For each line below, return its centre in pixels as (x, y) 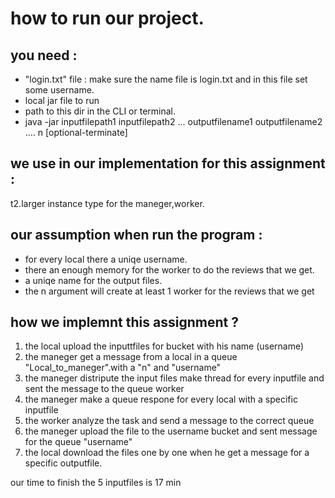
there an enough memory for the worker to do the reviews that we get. (169, 269)
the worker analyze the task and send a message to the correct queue (169, 421)
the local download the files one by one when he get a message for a (167, 453)
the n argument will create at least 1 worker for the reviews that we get (169, 291)
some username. (59, 90)
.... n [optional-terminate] (76, 132)
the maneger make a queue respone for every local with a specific (161, 399)
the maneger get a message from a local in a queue (131, 357)
